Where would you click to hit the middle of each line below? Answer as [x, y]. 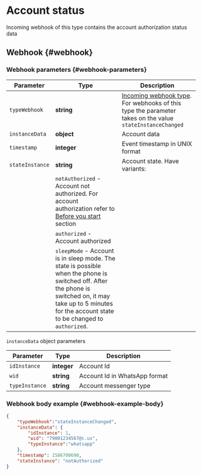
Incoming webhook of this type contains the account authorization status [97, 27]
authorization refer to [85, 209]
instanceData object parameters [46, 341]
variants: [134, 168]
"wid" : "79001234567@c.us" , [63, 439]
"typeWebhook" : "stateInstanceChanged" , [67, 422]
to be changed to [79, 318]
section [66, 224]
